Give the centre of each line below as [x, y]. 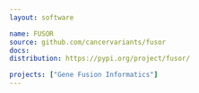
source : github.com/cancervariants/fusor [88, 42]
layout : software [42, 17]
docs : [19, 50]
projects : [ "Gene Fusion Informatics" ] [84, 75]
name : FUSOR [31, 34]
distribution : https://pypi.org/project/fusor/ [100, 59]
